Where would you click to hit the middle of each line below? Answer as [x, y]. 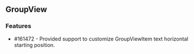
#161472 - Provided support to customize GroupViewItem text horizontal [101, 39]
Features [18, 26]
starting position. [34, 45]
